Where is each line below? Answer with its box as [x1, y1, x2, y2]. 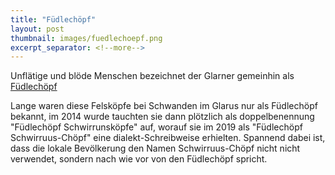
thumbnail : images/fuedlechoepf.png [10, 33, 163, 43]
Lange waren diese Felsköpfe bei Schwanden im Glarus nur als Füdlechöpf [10, 100, 318, 112]
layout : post [10, 24, 65, 34]
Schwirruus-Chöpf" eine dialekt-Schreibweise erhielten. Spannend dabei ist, [10, 132, 326, 144]
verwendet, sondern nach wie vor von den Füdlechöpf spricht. [10, 153, 268, 165]
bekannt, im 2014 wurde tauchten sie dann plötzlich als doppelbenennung [10, 111, 315, 123]
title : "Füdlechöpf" [10, 14, 97, 25]
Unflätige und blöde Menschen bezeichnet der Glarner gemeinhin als [10, 70, 295, 82]
